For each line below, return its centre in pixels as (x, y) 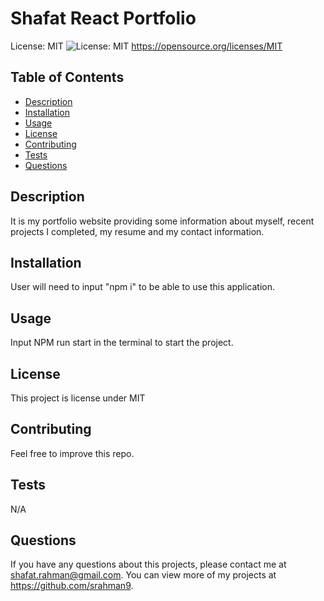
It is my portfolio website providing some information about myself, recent (162, 221)
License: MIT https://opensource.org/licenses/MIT (146, 46)
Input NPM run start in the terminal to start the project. (122, 343)
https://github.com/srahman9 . (72, 586)
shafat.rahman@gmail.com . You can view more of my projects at (143, 575)
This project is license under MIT (78, 398)
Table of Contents (67, 77)
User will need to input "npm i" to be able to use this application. (143, 287)
